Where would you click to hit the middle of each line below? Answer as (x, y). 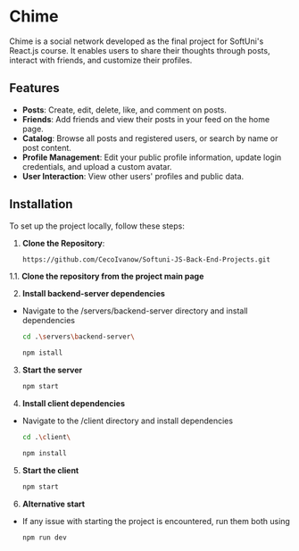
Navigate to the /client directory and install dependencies (128, 421)
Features (34, 88)
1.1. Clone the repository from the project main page (107, 276)
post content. (46, 147)
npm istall (42, 353)
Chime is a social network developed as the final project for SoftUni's (137, 41)
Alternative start (54, 504)
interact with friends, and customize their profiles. (101, 60)
